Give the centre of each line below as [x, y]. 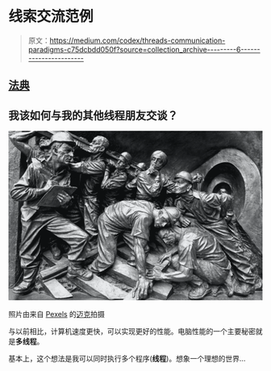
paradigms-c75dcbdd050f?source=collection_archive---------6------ [144, 49]
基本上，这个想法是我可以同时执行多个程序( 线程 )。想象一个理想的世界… [127, 358]
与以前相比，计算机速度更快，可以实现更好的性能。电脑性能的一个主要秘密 [132, 331]
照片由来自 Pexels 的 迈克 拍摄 [56, 314]
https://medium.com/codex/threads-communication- [138, 40]
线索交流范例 [51, 17]
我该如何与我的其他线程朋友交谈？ [93, 115]
